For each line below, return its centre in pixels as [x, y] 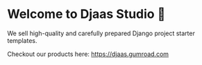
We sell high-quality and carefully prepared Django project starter [101, 33]
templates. [22, 40]
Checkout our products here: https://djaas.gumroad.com [88, 54]
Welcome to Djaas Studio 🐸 [86, 14]
